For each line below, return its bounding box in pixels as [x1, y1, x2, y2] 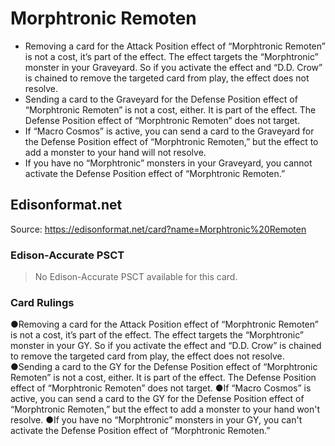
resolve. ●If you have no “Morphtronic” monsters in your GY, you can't [10, 414, 303, 426]
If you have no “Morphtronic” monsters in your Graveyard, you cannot [24, 157, 313, 169]
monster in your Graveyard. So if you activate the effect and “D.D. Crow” [24, 61, 323, 73]
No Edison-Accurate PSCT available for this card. [34, 271, 238, 283]
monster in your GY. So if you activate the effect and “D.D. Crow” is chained [10, 340, 322, 352]
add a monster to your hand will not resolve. [24, 146, 207, 158]
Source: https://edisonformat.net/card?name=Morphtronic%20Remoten [10, 223, 307, 235]
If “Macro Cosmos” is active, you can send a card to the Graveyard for [24, 125, 315, 137]
